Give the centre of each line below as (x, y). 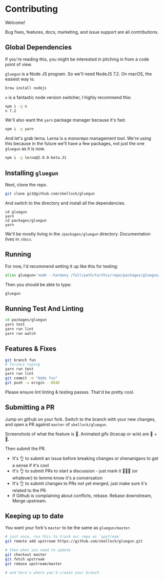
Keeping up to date (34, 516)
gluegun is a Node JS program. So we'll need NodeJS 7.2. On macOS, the (79, 74)
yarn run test (20, 369)
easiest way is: (20, 79)
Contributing (31, 9)
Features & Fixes (31, 349)
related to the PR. (30, 490)
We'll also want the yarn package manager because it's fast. (66, 120)
